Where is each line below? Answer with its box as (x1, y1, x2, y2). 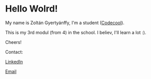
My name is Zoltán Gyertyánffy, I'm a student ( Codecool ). (5, 20, 125, 26)
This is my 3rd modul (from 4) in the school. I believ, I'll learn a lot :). (5, 29, 146, 35)
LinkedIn (5, 58, 23, 64)
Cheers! (5, 39, 22, 45)
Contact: (5, 49, 24, 55)
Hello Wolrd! (5, 3, 58, 15)
